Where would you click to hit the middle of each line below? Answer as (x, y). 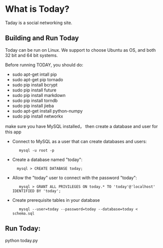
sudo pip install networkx (38, 116)
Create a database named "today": (47, 159)
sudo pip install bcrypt (35, 85)
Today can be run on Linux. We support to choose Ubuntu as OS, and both (81, 50)
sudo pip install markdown (39, 95)
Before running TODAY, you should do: (44, 64)
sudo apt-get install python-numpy (47, 111)
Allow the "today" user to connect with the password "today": (75, 178)
